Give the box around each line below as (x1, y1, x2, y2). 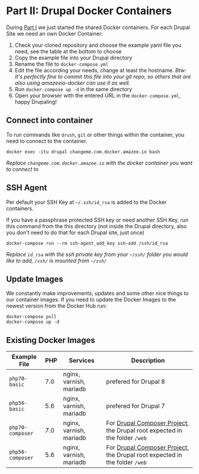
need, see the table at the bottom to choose (14, 47, 122, 55)
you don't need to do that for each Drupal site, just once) (6, 229, 145, 236)
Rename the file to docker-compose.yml (14, 60, 108, 68)
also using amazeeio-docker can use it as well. (14, 79, 130, 87)
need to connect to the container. (6, 137, 88, 145)
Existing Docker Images (6, 335, 96, 345)
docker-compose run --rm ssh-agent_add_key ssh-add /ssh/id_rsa (6, 240, 168, 246)
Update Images (6, 274, 63, 284)
